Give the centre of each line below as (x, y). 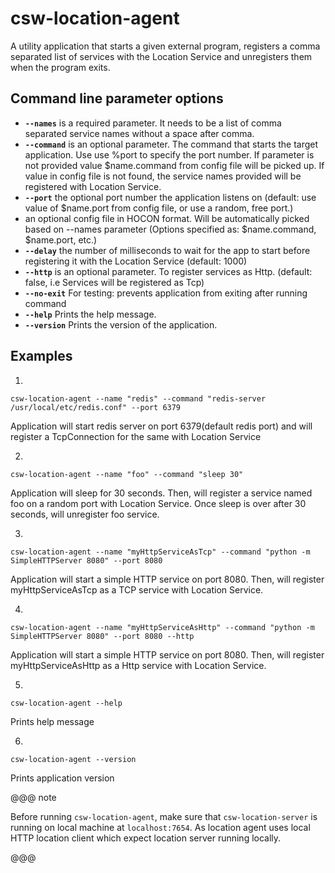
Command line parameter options (117, 98)
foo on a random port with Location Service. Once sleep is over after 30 (158, 503)
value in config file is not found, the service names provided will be (163, 176)
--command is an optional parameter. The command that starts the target (171, 144)
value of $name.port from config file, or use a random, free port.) (159, 208)
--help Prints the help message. (90, 314)
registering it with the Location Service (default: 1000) (136, 261)
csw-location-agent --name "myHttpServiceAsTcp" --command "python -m (160, 552)
